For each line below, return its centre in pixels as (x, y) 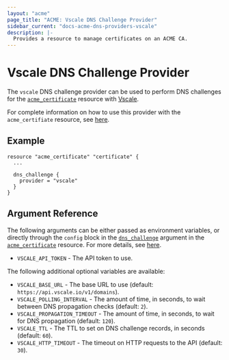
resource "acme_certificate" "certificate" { (73, 157)
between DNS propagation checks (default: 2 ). (82, 306)
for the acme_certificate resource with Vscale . (73, 99)
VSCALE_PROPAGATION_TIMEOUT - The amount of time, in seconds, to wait (116, 313)
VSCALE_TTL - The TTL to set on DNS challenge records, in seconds (111, 328)
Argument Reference (53, 214)
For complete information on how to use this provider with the (94, 112)
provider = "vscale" (49, 181)
